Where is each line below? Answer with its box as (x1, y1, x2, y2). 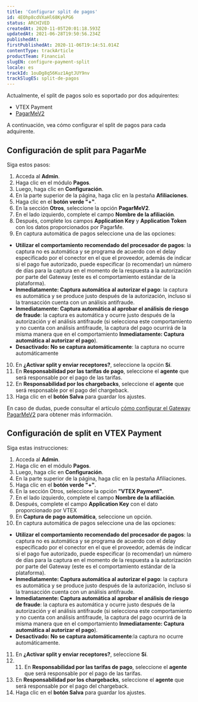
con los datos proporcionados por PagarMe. (15, 223, 125, 230)
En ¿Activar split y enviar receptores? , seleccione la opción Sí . (15, 361, 172, 368)
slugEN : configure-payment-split (7, 59, 90, 65)
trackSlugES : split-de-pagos (7, 75, 79, 81)
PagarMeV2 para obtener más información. (7, 411, 113, 418)
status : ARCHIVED (7, 20, 50, 26)
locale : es (7, 64, 34, 71)
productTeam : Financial (7, 53, 66, 59)
